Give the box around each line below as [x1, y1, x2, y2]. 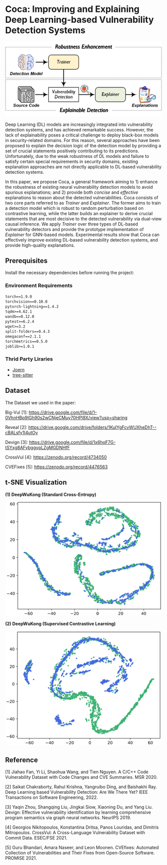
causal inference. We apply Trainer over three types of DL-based [5, 221, 138, 227]
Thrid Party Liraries [5, 355, 53, 362]
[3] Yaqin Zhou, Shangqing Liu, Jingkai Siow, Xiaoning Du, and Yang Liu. [5, 804, 153, 810]
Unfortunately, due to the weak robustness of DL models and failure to [5, 153, 149, 159]
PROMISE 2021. [5, 855, 37, 861]
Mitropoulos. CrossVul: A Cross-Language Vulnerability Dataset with [5, 830, 146, 836]
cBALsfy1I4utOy [5, 429, 38, 435]
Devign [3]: [5, 439, 28, 445]
